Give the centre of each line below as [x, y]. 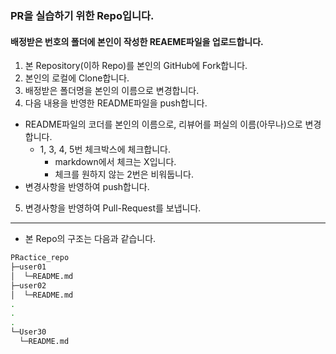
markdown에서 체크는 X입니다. [115, 162]
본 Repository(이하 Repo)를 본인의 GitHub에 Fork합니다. [136, 66]
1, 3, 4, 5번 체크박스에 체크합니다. [105, 149]
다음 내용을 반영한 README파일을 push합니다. [116, 103]
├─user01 [28, 267]
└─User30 [28, 332]
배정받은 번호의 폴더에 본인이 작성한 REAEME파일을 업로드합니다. [137, 41]
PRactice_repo [40, 258]
